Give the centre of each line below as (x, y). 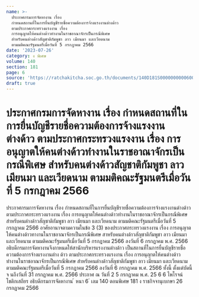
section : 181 (22, 67)
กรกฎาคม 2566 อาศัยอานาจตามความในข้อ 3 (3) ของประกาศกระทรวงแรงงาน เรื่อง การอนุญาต (99, 228)
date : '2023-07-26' (30, 50)
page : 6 (16, 72)
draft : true (21, 84)
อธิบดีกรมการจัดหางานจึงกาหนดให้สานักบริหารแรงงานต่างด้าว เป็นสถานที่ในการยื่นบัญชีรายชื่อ (96, 248)
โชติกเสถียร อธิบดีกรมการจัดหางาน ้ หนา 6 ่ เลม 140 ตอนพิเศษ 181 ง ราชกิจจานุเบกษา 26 (94, 281)
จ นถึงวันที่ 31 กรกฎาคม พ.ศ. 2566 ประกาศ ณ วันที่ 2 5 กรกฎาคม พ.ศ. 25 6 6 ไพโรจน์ (95, 274)
